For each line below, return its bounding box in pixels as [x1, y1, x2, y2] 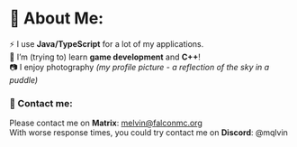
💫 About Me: [9, 8, 104, 29]
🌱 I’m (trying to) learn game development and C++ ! [9, 51, 201, 62]
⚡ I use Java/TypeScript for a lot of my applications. [9, 38, 204, 49]
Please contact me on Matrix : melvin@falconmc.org [9, 117, 202, 129]
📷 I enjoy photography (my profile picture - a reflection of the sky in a [9, 61, 270, 72]
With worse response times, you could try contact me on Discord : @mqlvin [9, 127, 288, 138]
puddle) [9, 74, 39, 85]
